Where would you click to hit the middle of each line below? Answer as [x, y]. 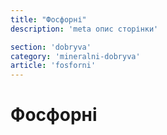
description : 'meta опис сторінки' [84, 29]
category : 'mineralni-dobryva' [75, 56]
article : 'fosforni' [53, 66]
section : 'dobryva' [51, 47]
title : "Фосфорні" [48, 19]
